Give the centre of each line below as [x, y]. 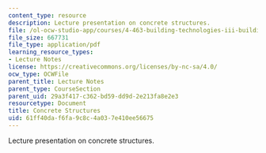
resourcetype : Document [47, 103]
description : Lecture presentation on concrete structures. [110, 23]
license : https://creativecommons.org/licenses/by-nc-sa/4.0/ [113, 67]
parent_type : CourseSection [55, 89]
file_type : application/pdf [55, 45]
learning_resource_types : [51, 52]
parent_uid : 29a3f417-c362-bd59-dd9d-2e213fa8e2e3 [93, 96]
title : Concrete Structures [55, 111]
